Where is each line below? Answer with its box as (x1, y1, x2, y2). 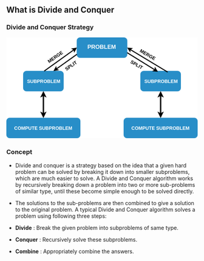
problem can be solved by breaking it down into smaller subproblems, (15, 168, 190, 175)
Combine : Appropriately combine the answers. (15, 248, 134, 255)
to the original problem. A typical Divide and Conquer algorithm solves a (15, 206, 195, 213)
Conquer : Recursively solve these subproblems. (15, 235, 138, 243)
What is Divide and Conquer (6, 5, 115, 15)
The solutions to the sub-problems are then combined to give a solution (15, 199, 194, 206)
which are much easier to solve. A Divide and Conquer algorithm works (15, 175, 193, 182)
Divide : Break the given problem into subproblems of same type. (15, 224, 179, 231)
